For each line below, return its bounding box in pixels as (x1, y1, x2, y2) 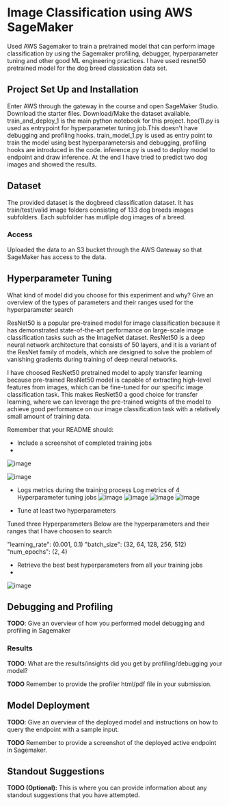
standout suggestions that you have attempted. (7, 791, 140, 799)
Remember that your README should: (7, 425, 114, 433)
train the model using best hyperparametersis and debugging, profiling (7, 138, 206, 147)
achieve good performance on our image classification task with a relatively (7, 404, 221, 413)
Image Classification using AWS (7, 5, 193, 21)
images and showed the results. (7, 160, 97, 169)
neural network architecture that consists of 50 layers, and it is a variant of (7, 341, 217, 349)
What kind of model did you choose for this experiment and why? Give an (7, 291, 214, 299)
